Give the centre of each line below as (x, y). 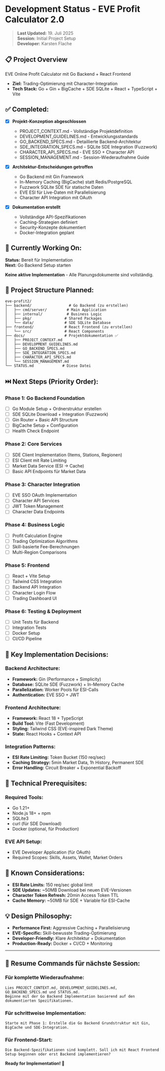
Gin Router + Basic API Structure (45, 420)
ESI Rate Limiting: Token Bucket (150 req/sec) (59, 757)
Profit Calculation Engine (37, 535)
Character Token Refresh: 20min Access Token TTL (65, 895)
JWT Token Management (38, 506)
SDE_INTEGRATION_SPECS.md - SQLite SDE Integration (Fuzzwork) (88, 147)
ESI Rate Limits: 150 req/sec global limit (52, 885)
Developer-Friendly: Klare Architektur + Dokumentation (69, 938)
